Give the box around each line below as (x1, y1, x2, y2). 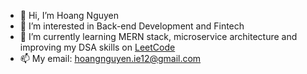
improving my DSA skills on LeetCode (19, 41, 176, 53)
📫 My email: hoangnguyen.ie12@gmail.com (19, 53, 202, 64)
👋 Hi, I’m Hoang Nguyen (19, 10, 120, 21)
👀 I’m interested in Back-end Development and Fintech (19, 20, 245, 32)
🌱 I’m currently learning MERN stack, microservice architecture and (19, 31, 298, 42)
